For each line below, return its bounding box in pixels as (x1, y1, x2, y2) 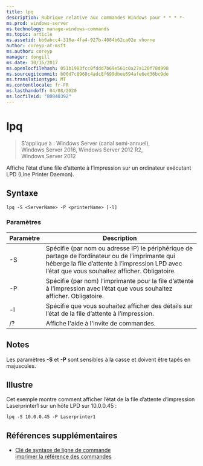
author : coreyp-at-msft (6, 43, 66, 49)
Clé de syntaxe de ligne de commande (14, 447, 111, 454)
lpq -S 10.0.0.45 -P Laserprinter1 (6, 414, 96, 420)
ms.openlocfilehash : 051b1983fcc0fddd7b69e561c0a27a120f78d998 (6, 65, 169, 72)
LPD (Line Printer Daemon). (6, 170, 74, 178)
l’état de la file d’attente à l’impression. (45, 309, 154, 318)
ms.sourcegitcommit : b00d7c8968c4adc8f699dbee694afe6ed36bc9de (6, 71, 169, 77)
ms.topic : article (6, 32, 53, 38)
